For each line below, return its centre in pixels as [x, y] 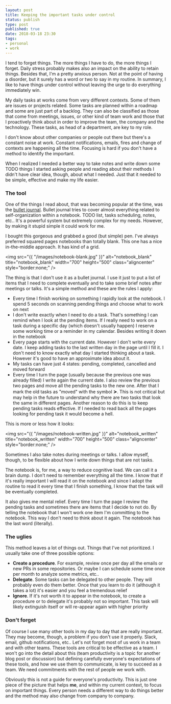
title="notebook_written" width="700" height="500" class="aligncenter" [81, 439]
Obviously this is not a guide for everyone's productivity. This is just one [81, 679]
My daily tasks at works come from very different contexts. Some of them [83, 100]
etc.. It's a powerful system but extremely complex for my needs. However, [84, 220]
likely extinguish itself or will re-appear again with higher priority [80, 607]
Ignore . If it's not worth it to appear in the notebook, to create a [79, 596]
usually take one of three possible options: [50, 553]
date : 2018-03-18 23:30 [31, 34]
